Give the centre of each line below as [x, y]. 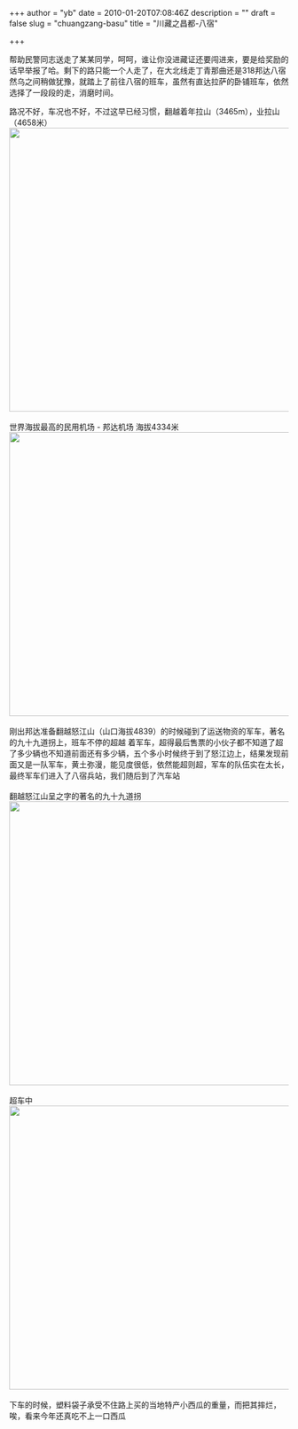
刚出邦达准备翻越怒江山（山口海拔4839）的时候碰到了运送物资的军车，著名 [147, 731]
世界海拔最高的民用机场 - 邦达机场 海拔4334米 [94, 427]
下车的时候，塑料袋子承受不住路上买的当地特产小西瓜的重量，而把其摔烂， [145, 1405]
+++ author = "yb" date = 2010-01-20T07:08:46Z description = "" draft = [143, 13]
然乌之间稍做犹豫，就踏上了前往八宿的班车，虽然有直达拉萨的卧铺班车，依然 [149, 82]
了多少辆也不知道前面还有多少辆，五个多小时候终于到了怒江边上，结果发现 [145, 754]
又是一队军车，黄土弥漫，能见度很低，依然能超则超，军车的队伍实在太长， [153, 765]
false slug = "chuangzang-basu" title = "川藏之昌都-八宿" [114, 23]
